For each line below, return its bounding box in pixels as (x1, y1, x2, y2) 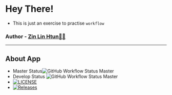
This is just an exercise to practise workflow (12, 20, 104, 26)
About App (5, 54, 41, 63)
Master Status (12, 68, 42, 74)
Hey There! (5, 3, 54, 15)
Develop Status (12, 73, 45, 80)
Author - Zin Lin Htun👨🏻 (5, 33, 66, 40)
